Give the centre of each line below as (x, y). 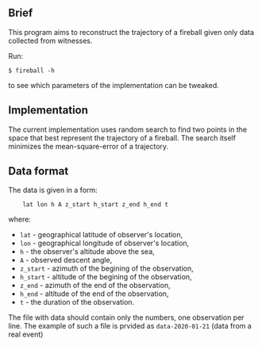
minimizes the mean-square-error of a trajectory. (89, 146)
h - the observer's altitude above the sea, (87, 252)
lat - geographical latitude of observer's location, (101, 235)
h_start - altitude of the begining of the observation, (106, 277)
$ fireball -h (32, 71)
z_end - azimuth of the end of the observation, (95, 286)
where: (20, 219)
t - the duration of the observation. (77, 302)
